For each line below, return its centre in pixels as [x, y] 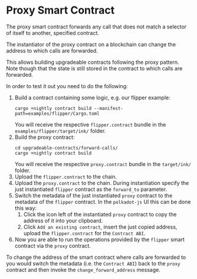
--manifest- [109, 108]
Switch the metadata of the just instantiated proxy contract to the [93, 195]
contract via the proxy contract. [53, 245]
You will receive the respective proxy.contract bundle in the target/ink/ [103, 164]
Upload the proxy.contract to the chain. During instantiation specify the [102, 183]
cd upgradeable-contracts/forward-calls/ [66, 148]
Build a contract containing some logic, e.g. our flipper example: [92, 98]
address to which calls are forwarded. [52, 50]
